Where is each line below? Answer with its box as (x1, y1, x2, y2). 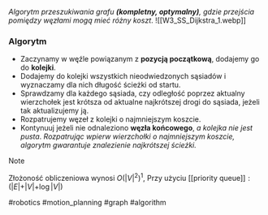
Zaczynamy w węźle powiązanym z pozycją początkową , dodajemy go (19, 54, 260, 64)
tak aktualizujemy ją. (19, 105, 89, 116)
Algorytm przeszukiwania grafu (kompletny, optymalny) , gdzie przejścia (8, 7, 254, 16)
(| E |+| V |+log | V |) (8, 182, 63, 191)
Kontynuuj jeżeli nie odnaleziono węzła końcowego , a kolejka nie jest (19, 123, 253, 133)
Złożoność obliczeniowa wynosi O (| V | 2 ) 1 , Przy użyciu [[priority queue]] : (8, 172, 250, 183)
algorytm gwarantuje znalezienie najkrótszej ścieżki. (19, 140, 197, 150)
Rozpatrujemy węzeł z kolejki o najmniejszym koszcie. (19, 114, 201, 124)
